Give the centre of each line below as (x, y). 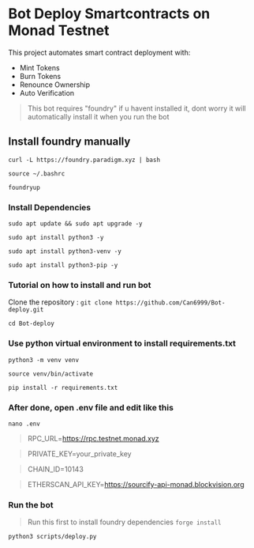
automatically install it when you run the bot (98, 116)
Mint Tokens (40, 67)
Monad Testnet (59, 30)
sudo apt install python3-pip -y (63, 266)
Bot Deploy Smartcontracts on (109, 14)
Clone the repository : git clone (60, 302)
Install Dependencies (50, 207)
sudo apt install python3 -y (56, 238)
